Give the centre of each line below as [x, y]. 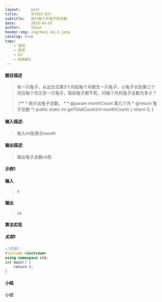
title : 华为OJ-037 [28, 14]
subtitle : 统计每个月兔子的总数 [36, 18]
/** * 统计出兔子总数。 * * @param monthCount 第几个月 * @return [85, 103]
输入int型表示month [36, 133]
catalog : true [19, 37]
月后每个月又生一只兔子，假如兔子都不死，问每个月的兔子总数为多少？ [87, 93]
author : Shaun [23, 28]
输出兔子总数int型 [34, 157]
